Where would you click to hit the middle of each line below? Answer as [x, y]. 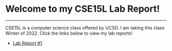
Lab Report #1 [27, 43]
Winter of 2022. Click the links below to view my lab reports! [69, 33]
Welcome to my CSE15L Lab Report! [83, 9]
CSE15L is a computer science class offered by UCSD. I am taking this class [85, 28]
